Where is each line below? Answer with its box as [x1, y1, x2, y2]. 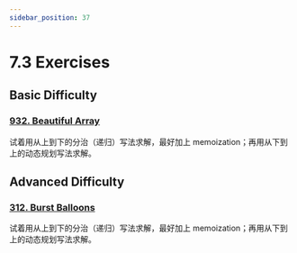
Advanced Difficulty [9, 174, 125, 189]
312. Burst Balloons [9, 201, 96, 213]
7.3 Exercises [9, 51, 111, 72]
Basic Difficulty [9, 87, 97, 104]
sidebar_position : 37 [9, 13, 91, 23]
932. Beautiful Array [9, 114, 101, 127]
